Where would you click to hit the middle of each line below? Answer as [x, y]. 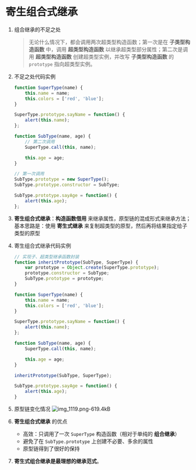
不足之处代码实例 [35, 76]
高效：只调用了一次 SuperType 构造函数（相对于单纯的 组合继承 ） [101, 434]
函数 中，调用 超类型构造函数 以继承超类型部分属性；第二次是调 [111, 49]
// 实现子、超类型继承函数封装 [46, 256]
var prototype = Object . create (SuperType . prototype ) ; [92, 268]
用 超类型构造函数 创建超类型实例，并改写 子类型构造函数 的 [101, 56]
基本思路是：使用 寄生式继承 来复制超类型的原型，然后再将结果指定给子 [101, 226]
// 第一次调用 [29, 174]
